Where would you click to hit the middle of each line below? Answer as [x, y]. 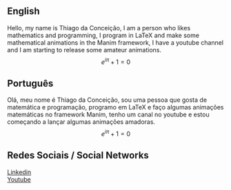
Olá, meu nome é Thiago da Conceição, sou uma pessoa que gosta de [107, 100]
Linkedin [19, 172]
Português [30, 83]
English [23, 11]
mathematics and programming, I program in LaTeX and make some [103, 35]
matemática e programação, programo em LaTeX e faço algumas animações [115, 107]
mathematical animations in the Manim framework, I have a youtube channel [115, 42]
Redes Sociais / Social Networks [78, 155]
